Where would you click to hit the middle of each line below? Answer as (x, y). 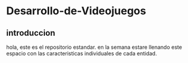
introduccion (31, 33)
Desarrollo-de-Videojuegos (76, 11)
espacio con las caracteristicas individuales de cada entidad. (82, 53)
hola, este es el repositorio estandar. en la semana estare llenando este (94, 47)
